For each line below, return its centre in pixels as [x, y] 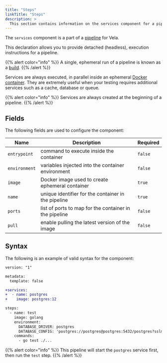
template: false [26, 281]
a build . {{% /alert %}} [28, 68]
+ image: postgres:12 [31, 299]
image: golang [29, 317]
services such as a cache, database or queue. [52, 88]
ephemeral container [65, 186]
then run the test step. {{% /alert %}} [43, 356]
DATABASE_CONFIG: [36, 331]
